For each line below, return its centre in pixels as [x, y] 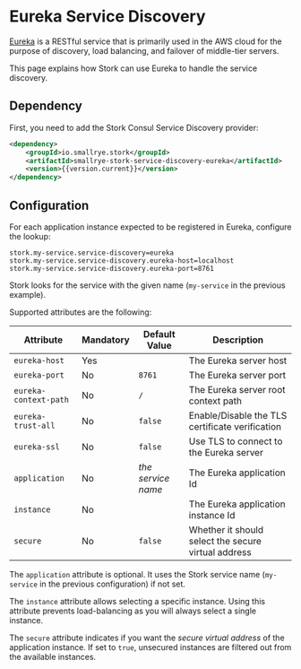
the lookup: [30, 236]
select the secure [225, 541]
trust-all [34, 425]
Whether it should [226, 529]
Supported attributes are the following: [81, 312]
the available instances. [53, 656]
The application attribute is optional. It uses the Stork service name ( [138, 574]
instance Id [212, 515]
